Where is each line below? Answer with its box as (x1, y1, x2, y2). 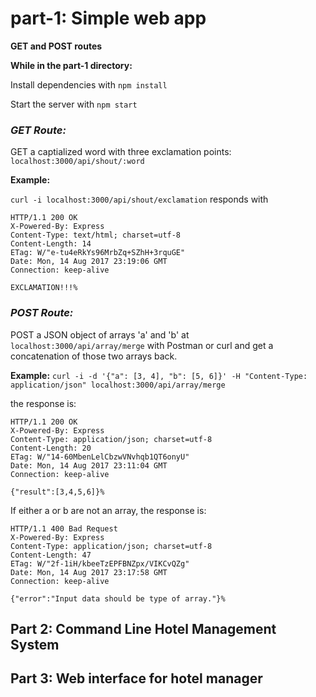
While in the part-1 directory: (10, 59, 133, 71)
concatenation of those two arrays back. (10, 350, 178, 362)
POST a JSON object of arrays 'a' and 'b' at (10, 328, 190, 341)
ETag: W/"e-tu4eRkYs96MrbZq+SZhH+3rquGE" (10, 248, 186, 258)
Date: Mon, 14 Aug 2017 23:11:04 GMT (10, 460, 168, 471)
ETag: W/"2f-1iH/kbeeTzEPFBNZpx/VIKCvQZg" (10, 558, 190, 569)
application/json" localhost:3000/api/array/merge (10, 380, 226, 390)
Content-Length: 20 (10, 443, 92, 453)
